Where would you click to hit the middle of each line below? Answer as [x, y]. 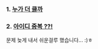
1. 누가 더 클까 [24, 9]
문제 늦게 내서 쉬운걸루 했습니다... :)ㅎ [50, 40]
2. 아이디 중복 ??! [30, 26]
